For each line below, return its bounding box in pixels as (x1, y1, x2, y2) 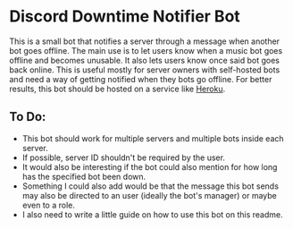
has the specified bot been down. (21, 171, 146, 182)
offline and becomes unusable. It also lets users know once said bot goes (9, 55, 280, 65)
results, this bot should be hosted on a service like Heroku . (9, 83, 226, 94)
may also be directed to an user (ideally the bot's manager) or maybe (21, 190, 277, 200)
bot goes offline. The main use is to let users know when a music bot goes (9, 45, 283, 55)
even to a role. (21, 199, 76, 210)
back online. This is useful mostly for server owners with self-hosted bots (9, 64, 280, 75)
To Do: (9, 109, 46, 124)
